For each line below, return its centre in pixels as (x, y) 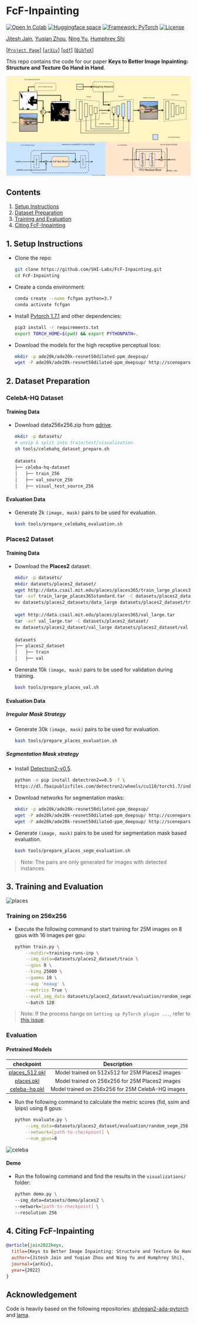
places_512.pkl (27, 1073)
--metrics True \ (46, 990)
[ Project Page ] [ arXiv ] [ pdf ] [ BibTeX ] (50, 50)
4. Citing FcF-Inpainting (50, 1231)
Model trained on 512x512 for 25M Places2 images (118, 1073)
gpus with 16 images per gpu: (50, 935)
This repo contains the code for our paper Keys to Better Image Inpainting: (97, 61)
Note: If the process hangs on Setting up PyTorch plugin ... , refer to (105, 1014)
